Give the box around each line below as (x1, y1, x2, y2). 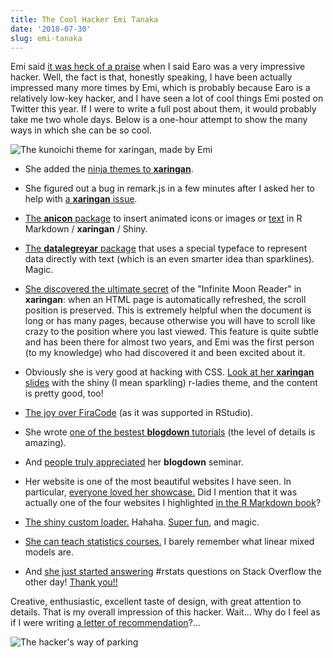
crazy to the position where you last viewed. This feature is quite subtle (24, 326, 319, 338)
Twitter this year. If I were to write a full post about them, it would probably (10, 103, 317, 115)
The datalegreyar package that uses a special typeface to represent (24, 242, 308, 255)
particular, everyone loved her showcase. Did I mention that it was (24, 486, 298, 498)
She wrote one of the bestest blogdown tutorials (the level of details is (24, 426, 316, 438)
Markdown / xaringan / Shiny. (24, 223, 148, 235)
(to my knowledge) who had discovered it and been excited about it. (24, 347, 306, 359)
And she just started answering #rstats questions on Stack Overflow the (24, 566, 322, 578)
